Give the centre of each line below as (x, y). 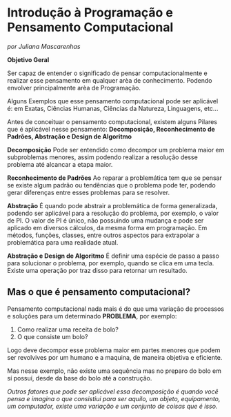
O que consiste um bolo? (52, 336)
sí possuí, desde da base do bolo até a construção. (80, 378)
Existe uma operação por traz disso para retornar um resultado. (97, 270)
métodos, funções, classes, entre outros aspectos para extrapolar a (103, 235)
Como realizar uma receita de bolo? (68, 329)
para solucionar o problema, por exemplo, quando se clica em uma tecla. (111, 263)
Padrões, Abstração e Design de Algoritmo (70, 136)
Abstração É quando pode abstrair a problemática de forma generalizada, (112, 205)
